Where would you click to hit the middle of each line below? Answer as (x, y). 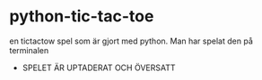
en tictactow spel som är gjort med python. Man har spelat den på (131, 41)
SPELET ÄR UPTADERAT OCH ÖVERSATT (99, 68)
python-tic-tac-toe (82, 16)
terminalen (29, 50)
